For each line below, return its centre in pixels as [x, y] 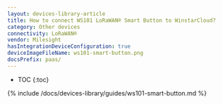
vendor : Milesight [34, 40]
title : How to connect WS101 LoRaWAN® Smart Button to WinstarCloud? [112, 20]
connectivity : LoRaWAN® [42, 33]
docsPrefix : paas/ [34, 60]
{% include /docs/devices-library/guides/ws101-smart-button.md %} [107, 93]
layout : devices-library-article [56, 14]
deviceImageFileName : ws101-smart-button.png [75, 53]
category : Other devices [44, 27]
